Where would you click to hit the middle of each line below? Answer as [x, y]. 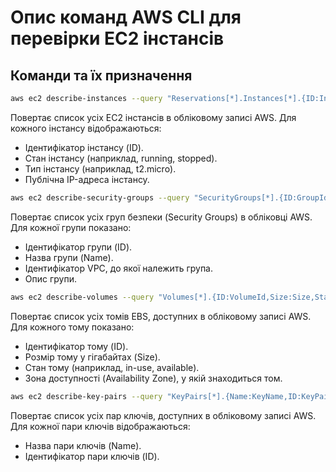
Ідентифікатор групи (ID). [78, 247]
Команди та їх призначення [101, 75]
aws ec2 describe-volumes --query [82, 297]
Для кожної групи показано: [71, 227]
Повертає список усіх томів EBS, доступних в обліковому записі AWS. [161, 316]
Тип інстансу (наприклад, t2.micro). [100, 168]
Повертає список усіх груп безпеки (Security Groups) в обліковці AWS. [161, 217]
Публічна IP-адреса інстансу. [87, 179]
